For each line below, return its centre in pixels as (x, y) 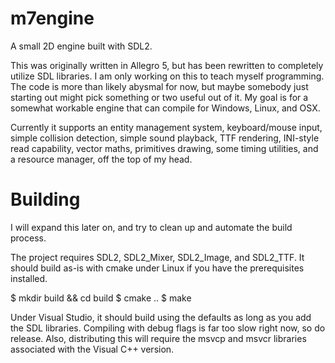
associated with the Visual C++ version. (92, 349)
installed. (29, 278)
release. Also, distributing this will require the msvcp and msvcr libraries (158, 338)
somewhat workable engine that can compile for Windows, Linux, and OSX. (165, 108)
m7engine (52, 18)
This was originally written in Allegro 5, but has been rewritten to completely (167, 65)
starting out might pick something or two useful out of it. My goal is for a (159, 97)
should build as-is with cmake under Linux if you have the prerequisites (157, 268)
